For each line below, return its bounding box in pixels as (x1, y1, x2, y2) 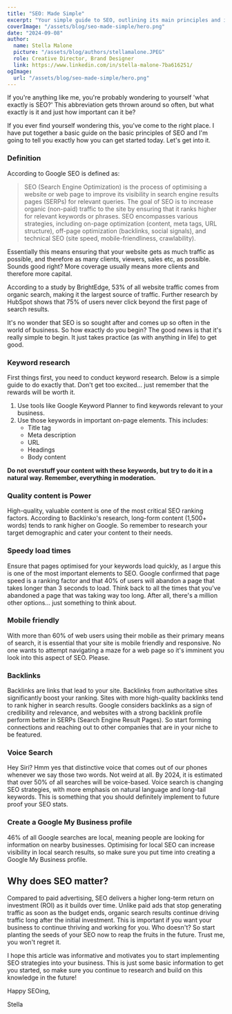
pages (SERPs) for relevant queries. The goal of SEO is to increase (23, 197, 214, 205)
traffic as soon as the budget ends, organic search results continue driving (7, 908, 220, 916)
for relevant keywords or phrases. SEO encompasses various (23, 212, 198, 220)
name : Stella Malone (13, 42, 72, 49)
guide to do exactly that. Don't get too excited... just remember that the (7, 380, 209, 389)
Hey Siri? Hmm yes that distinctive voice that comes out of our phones (7, 764, 208, 772)
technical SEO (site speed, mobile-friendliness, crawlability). (23, 234, 196, 242)
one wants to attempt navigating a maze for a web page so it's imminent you (7, 646, 224, 654)
